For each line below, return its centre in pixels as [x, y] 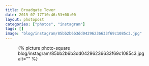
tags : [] [14, 29]
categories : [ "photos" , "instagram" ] [45, 24]
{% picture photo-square [44, 48]
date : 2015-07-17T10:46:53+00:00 [41, 15]
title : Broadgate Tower [31, 10]
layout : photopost [25, 19]
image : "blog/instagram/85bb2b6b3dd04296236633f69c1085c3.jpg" [74, 34]
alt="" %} [28, 59]
